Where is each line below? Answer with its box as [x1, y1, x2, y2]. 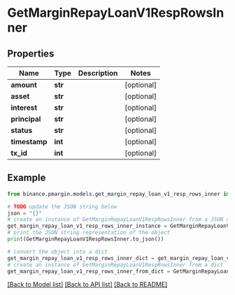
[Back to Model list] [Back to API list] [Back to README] [7, 280, 168, 289]
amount [10, 80, 37, 89]
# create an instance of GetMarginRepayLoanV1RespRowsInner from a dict [7, 261, 224, 268]
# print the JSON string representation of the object [7, 229, 171, 236]
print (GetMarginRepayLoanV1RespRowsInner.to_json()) [7, 236, 164, 243]
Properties [7, 48, 55, 59]
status [10, 126, 33, 135]
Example [7, 172, 46, 184]
